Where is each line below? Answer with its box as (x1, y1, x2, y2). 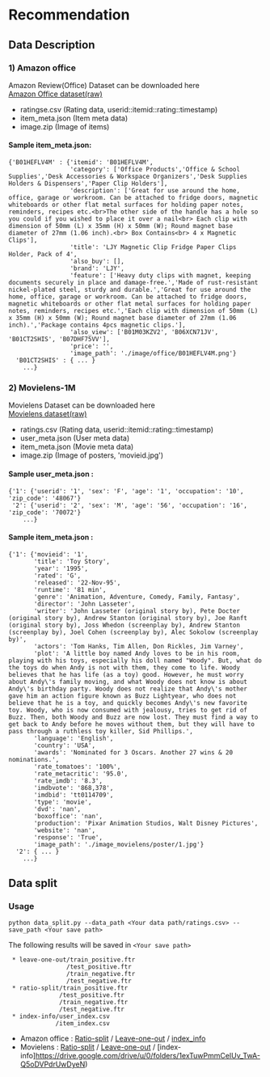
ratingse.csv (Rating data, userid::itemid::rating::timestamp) (19, 104, 218, 114)
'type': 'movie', (33, 798, 92, 806)
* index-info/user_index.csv (11, 1012, 111, 1020)
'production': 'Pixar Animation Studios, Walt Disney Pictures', (33, 819, 259, 827)
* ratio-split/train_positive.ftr (11, 984, 129, 992)
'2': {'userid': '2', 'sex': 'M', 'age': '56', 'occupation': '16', (11, 501, 248, 509)
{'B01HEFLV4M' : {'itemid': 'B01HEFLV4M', (8, 158, 154, 167)
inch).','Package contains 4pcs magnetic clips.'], (8, 321, 186, 329)
